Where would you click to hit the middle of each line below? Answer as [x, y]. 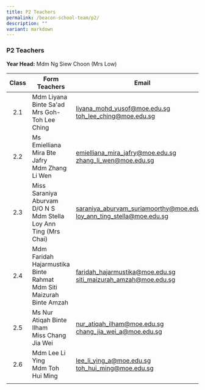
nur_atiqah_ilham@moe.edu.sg [120, 323]
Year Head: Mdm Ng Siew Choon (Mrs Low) [62, 64]
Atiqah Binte [49, 320]
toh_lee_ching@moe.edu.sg [116, 116]
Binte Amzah [50, 302]
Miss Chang [49, 335]
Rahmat [43, 279]
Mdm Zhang [49, 167]
